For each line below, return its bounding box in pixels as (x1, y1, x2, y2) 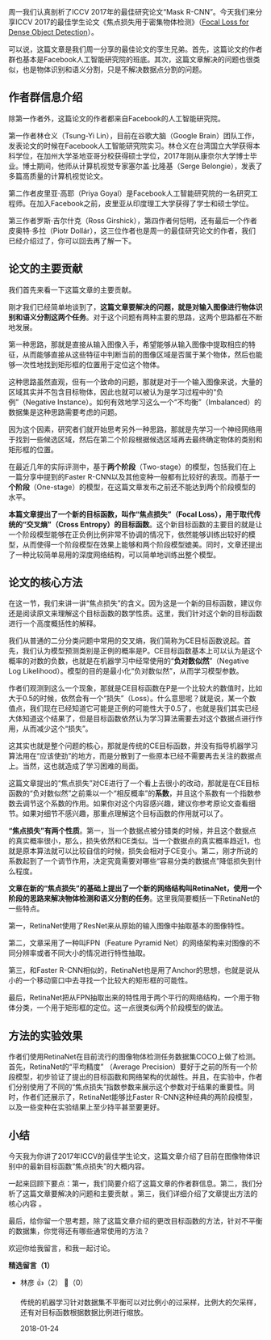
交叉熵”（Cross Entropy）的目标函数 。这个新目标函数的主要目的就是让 (26, 519, 263, 529)
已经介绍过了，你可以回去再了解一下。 (8, 235, 135, 245)
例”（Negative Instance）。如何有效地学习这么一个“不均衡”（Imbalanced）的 (8, 397, 262, 407)
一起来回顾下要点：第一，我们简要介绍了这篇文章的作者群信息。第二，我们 (8, 1179, 256, 1189)
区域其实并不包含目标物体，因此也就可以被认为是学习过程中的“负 (8, 387, 224, 396)
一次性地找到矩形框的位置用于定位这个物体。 (15, 359, 164, 370)
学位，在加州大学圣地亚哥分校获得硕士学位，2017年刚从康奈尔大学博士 (15, 150, 250, 160)
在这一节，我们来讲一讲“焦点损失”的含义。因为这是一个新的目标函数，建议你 (8, 598, 262, 608)
